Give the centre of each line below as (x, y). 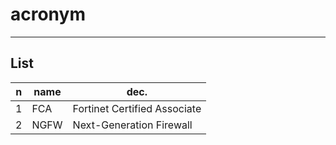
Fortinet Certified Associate (137, 108)
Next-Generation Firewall (132, 125)
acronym (48, 14)
